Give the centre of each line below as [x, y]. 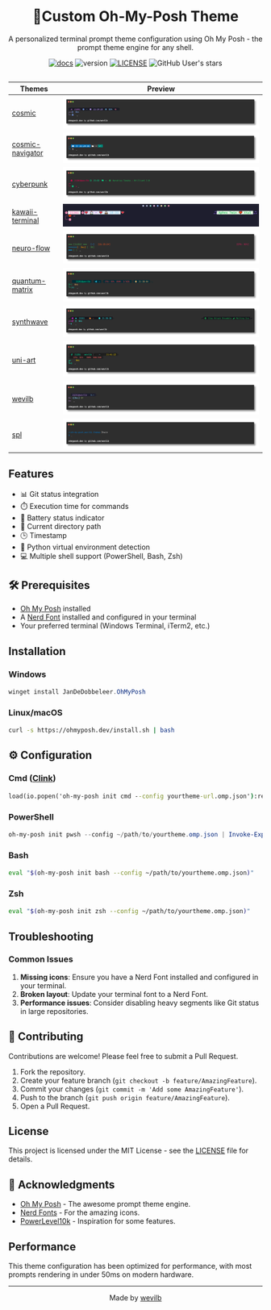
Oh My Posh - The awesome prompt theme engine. [105, 1204]
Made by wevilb [135, 1298]
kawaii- [25, 211]
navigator [27, 153]
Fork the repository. [53, 1071]
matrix [23, 290]
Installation [37, 651]
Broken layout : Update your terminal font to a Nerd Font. [114, 994]
